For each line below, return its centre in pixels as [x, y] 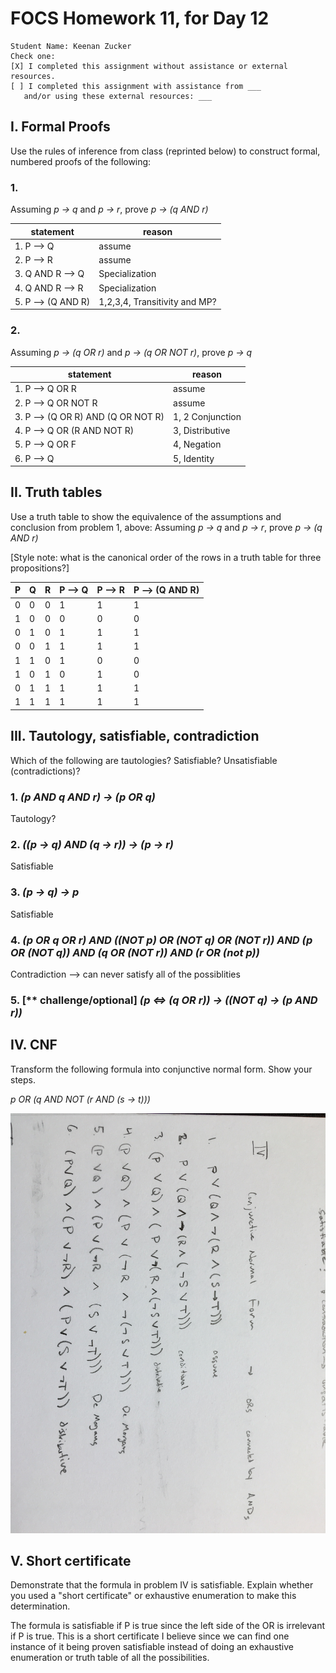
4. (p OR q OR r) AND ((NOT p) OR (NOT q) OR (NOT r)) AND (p [161, 940]
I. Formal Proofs [60, 127]
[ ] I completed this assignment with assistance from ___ [136, 86]
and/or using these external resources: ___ [118, 96]
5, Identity [194, 458]
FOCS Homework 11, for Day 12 [140, 18]
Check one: [33, 56]
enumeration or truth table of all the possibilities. [110, 1658]
